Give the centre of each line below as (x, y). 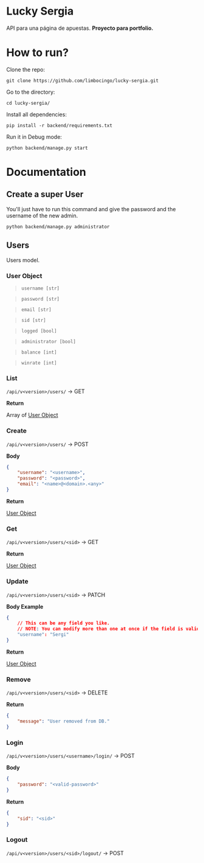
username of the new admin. (42, 215)
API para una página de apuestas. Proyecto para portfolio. (80, 28)
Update (17, 581)
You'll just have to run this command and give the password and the (91, 209)
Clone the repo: (26, 69)
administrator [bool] (48, 341)
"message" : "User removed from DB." (64, 721)
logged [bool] (39, 331)
